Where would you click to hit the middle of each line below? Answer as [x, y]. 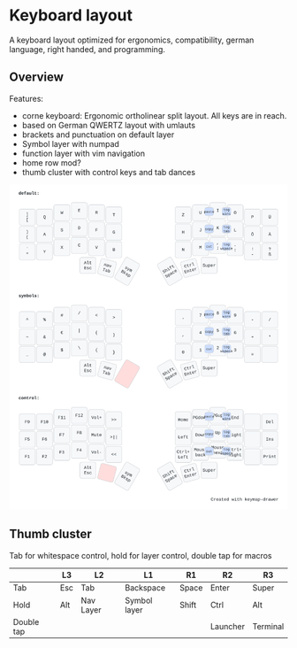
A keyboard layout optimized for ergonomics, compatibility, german [132, 40]
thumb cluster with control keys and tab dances [109, 172]
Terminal [268, 627]
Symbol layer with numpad [70, 143]
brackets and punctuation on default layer [98, 135]
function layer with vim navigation [84, 153]
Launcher [228, 627]
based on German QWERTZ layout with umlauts [109, 125]
